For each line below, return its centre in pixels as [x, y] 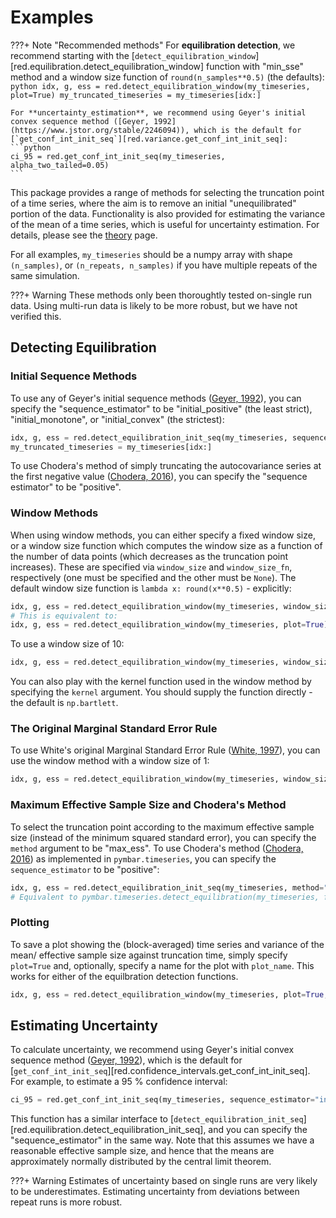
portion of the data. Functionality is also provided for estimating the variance [168, 213]
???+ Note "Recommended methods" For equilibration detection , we [153, 45]
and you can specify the [258, 1130]
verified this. [36, 316]
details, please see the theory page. [84, 235]
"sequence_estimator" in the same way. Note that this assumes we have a [162, 1140]
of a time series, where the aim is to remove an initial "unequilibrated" [153, 203]
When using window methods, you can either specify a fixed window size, [163, 535]
